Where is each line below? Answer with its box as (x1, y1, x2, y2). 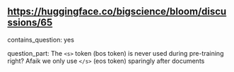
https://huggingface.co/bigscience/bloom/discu (7, 6, 227, 18)
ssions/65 (7, 17, 53, 29)
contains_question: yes (7, 35, 74, 44)
